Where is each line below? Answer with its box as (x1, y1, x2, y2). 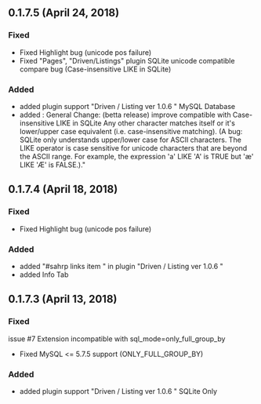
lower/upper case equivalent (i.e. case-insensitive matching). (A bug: (19, 126, 243, 136)
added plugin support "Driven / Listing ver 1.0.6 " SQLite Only (19, 386, 218, 395)
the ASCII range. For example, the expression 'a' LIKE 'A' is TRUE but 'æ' (19, 151, 254, 161)
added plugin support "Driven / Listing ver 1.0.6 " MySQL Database (19, 101, 236, 111)
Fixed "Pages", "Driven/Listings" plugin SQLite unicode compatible (19, 56, 235, 65)
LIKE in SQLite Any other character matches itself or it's (56, 118, 235, 128)
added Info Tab (19, 270, 69, 279)
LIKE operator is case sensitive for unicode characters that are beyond (19, 143, 248, 152)
